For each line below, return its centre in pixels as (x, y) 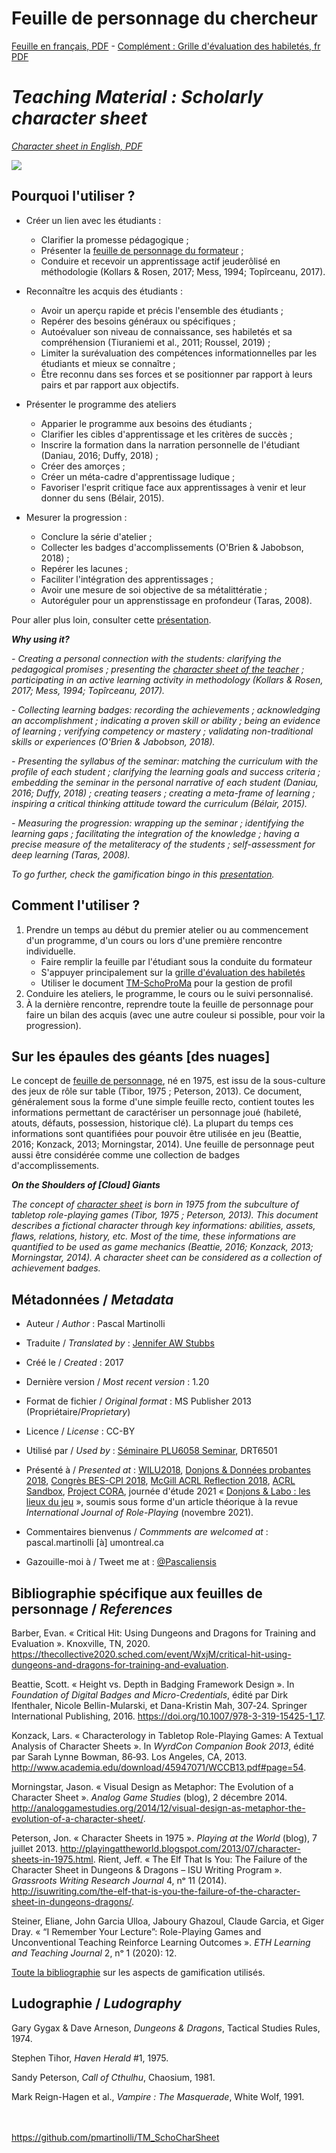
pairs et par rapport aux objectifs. (109, 384)
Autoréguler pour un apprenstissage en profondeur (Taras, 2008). (176, 600)
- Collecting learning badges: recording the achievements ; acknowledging (166, 709)
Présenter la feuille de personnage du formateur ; (142, 250)
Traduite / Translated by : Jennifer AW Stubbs (120, 1343)
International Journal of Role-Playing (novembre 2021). (139, 1513)
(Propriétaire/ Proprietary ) (78, 1412)
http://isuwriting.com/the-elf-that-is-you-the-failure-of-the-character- (156, 1891)
